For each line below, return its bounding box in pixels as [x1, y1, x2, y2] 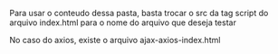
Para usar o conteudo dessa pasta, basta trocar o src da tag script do [9, 8, 269, 18]
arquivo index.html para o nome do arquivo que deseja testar [9, 17, 237, 28]
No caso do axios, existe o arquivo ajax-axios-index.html [9, 35, 221, 45]
